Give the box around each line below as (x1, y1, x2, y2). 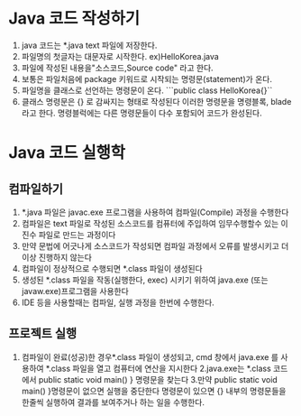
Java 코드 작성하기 (8, 8, 141, 29)
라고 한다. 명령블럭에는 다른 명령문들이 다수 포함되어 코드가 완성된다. (21, 107, 262, 118)
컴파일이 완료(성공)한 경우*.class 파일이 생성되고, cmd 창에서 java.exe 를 (21, 351, 278, 362)
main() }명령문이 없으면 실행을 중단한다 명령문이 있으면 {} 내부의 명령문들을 (21, 385, 287, 396)
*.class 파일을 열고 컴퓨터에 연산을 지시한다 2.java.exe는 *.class (45, 363, 271, 374)
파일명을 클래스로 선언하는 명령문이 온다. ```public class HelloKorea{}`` (21, 85, 273, 96)
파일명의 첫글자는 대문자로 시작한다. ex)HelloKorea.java (21, 51, 220, 61)
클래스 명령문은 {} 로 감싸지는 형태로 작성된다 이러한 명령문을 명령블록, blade (21, 96, 292, 106)
